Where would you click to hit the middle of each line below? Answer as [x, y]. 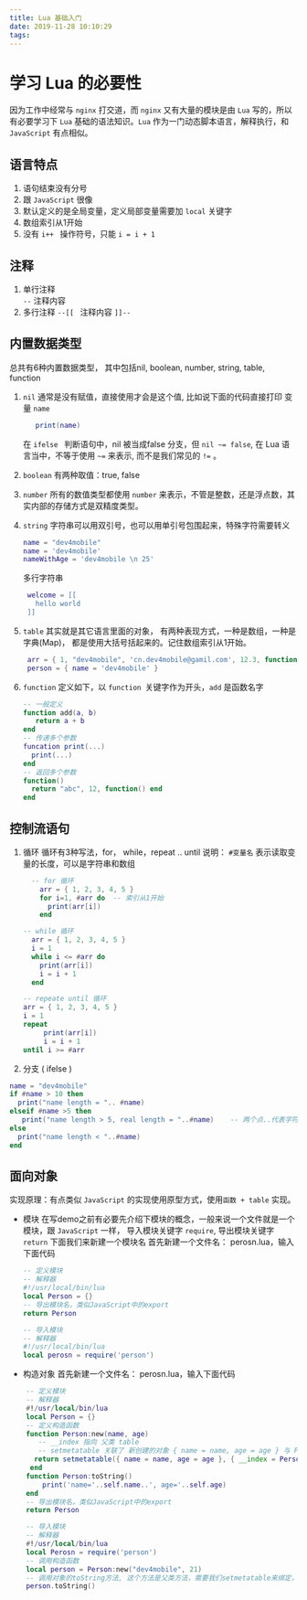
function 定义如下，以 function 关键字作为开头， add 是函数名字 [143, 687]
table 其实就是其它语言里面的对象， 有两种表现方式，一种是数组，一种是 [159, 631]
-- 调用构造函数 [53, 1561]
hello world [58, 604]
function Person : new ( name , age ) [87, 1434]
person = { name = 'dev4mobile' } [93, 668]
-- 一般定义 [42, 704]
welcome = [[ [52, 595]
